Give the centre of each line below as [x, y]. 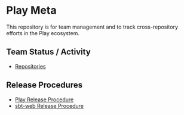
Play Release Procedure [44, 100]
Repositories [30, 66]
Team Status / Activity [48, 52]
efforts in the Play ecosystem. [43, 33]
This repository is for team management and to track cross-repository [92, 27]
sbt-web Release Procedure [49, 105]
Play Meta [31, 10]
